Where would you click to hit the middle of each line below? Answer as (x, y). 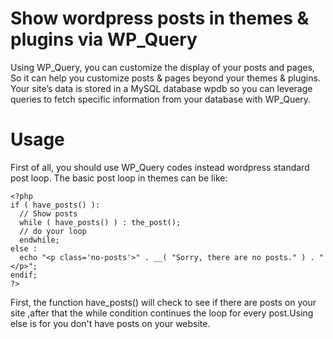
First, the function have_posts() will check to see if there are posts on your (163, 302)
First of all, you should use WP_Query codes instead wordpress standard (160, 167)
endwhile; (39, 240)
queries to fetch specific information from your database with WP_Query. (161, 99)
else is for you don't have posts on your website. (110, 323)
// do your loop (53, 231)
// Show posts (48, 213)
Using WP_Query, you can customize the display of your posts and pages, (162, 67)
